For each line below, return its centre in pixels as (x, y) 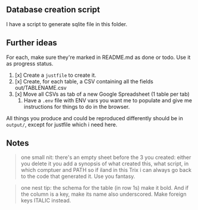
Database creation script (53, 10)
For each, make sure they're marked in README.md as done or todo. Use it (98, 57)
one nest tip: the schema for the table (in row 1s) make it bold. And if (105, 188)
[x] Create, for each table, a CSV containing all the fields (84, 81)
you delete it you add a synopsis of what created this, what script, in (105, 164)
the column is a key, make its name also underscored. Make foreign (103, 194)
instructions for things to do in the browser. (77, 106)
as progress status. (30, 63)
